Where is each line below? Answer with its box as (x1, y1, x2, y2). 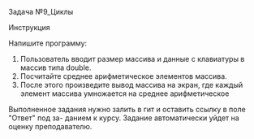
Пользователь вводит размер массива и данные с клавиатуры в (19, 54, 245, 63)
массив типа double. (19, 63, 92, 72)
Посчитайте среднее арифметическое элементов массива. (19, 72, 227, 80)
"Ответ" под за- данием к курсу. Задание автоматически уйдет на (8, 113, 239, 123)
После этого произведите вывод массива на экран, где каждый (19, 80, 243, 89)
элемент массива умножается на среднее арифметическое (19, 89, 230, 98)
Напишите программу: (8, 38, 88, 48)
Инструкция (8, 23, 50, 32)
